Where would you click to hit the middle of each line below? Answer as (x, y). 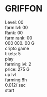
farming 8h (16, 80)
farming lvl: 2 (18, 64)
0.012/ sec (15, 85)
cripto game (17, 48)
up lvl (10, 74)
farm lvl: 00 (16, 27)
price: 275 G (17, 69)
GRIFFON (24, 9)
